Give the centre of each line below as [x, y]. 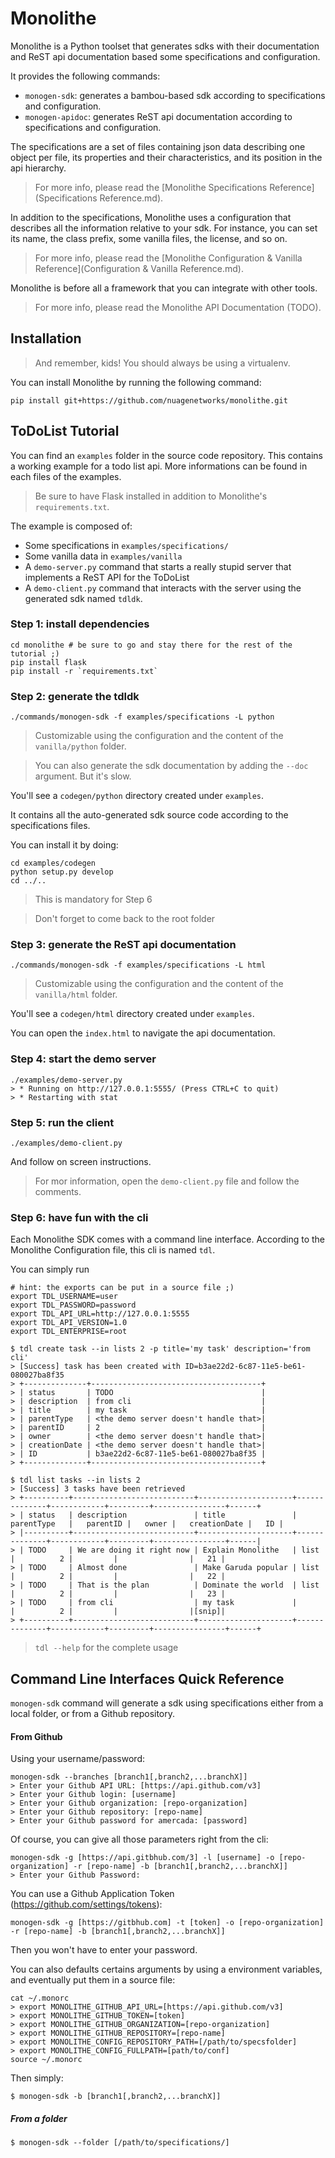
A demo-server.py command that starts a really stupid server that [158, 566]
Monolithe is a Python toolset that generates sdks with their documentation [165, 46]
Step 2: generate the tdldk [75, 696]
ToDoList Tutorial [65, 431]
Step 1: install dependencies [80, 624]
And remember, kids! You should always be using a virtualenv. [162, 363]
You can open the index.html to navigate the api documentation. [143, 1033]
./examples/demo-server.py [66, 1080]
